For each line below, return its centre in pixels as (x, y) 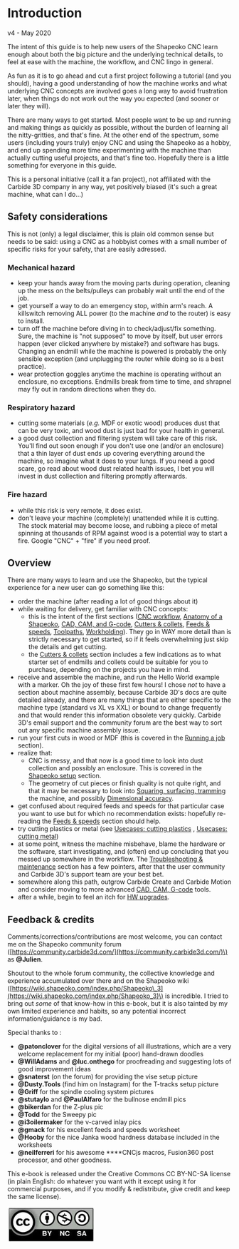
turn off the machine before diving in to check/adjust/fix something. (117, 329)
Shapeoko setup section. (65, 776)
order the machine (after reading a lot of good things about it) (108, 601)
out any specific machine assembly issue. (79, 730)
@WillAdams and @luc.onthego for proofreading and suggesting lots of (124, 1061)
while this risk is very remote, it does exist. (80, 510)
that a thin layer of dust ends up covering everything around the (111, 454)
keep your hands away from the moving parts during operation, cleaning (123, 283)
